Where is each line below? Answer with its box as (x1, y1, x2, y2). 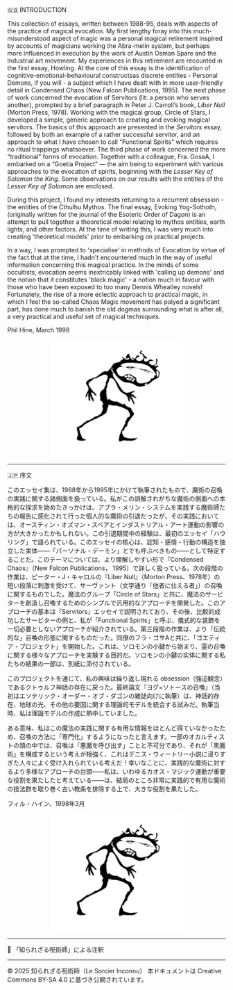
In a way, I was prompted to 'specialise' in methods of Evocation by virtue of (7, 246, 225, 254)
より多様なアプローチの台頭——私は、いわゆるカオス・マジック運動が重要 (12, 768, 226, 776)
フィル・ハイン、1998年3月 (7, 800, 85, 808)
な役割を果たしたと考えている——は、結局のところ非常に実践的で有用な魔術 (7, 776, 226, 784)
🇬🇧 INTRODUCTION (7, 6, 67, 14)
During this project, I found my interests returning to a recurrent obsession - (7, 195, 224, 204)
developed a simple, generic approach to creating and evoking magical (7, 115, 210, 124)
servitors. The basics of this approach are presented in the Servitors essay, (7, 123, 223, 131)
